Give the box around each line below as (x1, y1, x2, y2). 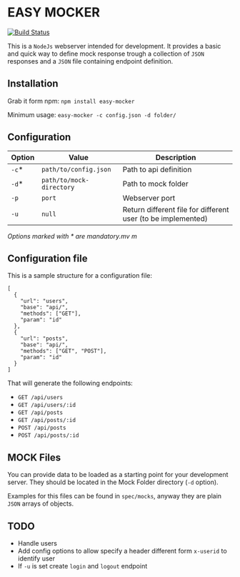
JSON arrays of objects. (7, 499, 74, 508)
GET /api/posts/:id (17, 417, 76, 424)
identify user (17, 554, 56, 563)
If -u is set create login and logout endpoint (17, 562, 148, 570)
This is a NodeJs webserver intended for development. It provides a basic (7, 41, 221, 50)
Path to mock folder (122, 179, 189, 189)
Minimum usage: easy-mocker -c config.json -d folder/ (7, 110, 176, 119)
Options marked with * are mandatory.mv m (7, 231, 137, 240)
